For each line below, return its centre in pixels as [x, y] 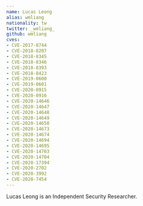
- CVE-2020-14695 [28, 146]
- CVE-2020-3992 [26, 174]
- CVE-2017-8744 [26, 46]
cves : [13, 40]
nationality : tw [26, 23]
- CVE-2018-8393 [26, 68]
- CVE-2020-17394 [28, 163]
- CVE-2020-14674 [28, 135]
